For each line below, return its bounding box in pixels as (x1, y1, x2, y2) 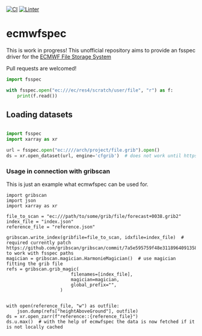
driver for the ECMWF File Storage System (6, 53, 111, 60)
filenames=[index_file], (70, 272, 133, 278)
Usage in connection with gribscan (6, 167, 110, 175)
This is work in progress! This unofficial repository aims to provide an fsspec (6, 46, 196, 54)
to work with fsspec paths (6, 250, 74, 257)
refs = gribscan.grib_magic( (6, 266, 79, 272)
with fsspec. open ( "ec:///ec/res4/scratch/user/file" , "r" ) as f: (6, 87, 173, 93)
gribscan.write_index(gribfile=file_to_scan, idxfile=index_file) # (6, 235, 185, 241)
